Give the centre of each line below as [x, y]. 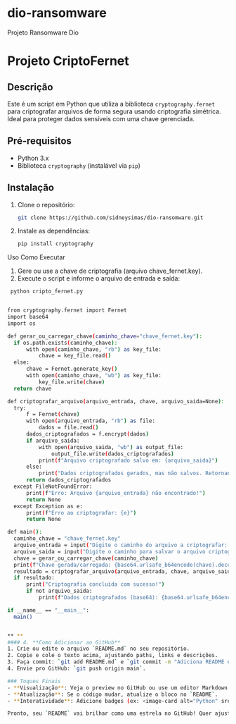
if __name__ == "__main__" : [48, 610]
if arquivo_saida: [53, 441]
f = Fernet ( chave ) [53, 415]
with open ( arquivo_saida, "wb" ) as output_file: [111, 447]
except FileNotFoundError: [53, 487]
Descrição [30, 87]
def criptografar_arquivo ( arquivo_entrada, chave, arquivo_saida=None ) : [116, 401]
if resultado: [34, 578]
